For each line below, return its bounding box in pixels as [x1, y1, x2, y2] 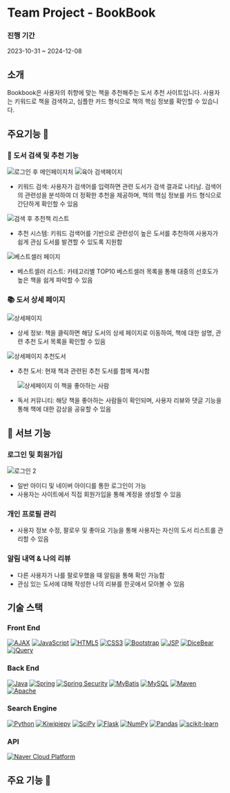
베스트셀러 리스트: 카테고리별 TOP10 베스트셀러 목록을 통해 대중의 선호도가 [17, 267, 219, 275]
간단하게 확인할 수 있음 [17, 199, 79, 208]
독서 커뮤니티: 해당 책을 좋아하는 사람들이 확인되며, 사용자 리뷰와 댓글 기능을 [17, 396, 222, 404]
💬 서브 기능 [7, 427, 52, 439]
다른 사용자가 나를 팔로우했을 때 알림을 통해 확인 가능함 [17, 571, 165, 579]
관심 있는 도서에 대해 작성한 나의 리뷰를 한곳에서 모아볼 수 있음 [17, 580, 185, 588]
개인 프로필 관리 [7, 509, 57, 519]
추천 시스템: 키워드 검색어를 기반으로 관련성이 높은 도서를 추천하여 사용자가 [17, 229, 219, 237]
